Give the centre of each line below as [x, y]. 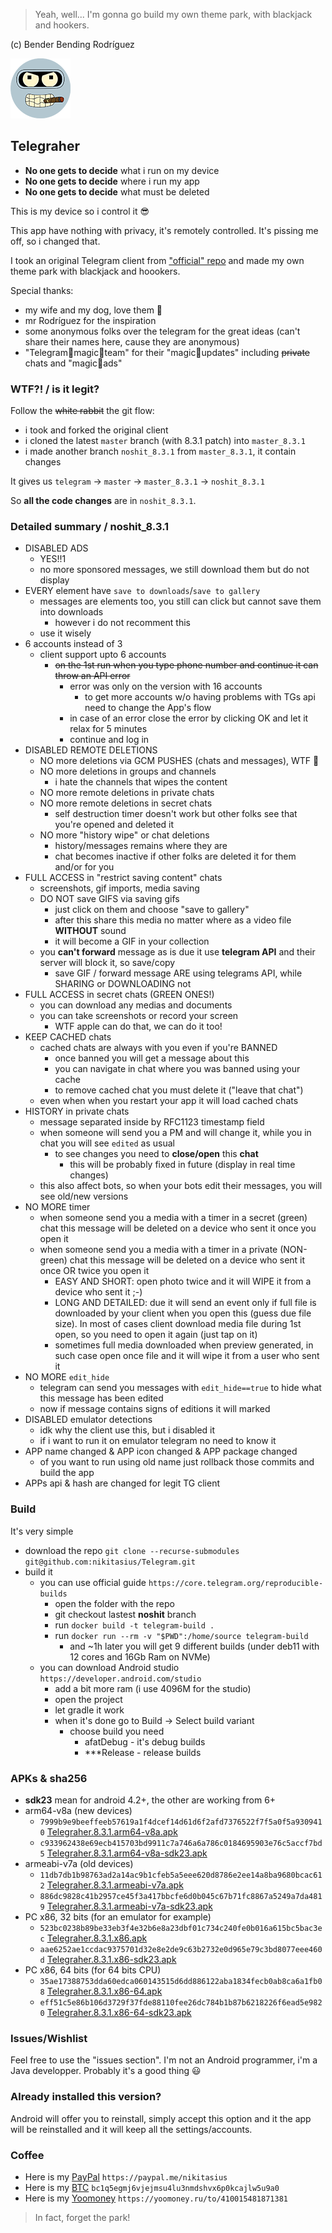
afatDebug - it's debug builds [145, 1741]
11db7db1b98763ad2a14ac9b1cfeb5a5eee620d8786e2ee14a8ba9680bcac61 [181, 1875]
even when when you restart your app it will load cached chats [169, 1101]
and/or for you [84, 867]
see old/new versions [84, 1196]
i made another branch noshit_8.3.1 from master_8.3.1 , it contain [160, 451]
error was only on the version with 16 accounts [166, 686]
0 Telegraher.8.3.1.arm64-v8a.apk [108, 1832]
